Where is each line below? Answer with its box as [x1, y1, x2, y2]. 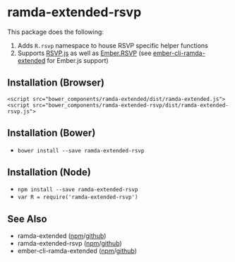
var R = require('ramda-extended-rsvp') [17, 193, 138, 201]
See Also [7, 213, 47, 225]
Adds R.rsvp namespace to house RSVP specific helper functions [17, 41, 208, 49]
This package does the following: [7, 28, 104, 36]
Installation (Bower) [7, 127, 96, 139]
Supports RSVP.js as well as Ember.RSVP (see [17, 49, 152, 57]
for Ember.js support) [47, 56, 109, 64]
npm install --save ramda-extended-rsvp [17, 186, 138, 193]
